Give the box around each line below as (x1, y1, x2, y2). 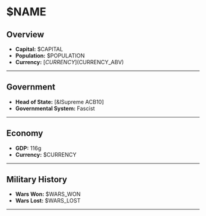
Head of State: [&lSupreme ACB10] (15, 98, 104, 105)
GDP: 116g (15, 144, 42, 152)
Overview (6, 29, 45, 40)
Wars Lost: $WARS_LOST (15, 197, 81, 204)
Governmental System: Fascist (15, 105, 95, 112)
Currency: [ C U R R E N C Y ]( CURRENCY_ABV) (15, 59, 124, 65)
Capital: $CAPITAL (15, 45, 63, 53)
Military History (6, 174, 67, 185)
